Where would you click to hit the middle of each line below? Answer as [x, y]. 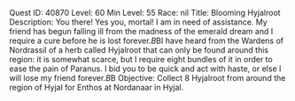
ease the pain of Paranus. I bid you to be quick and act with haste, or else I [145, 69]
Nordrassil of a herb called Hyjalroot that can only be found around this [139, 50]
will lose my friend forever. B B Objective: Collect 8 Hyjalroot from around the [147, 78]
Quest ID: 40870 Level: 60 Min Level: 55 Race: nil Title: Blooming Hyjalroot [145, 13]
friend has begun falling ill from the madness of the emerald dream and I [141, 31]
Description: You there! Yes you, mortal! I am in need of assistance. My [138, 22]
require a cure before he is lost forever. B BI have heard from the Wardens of [147, 40]
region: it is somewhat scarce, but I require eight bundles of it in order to [141, 59]
